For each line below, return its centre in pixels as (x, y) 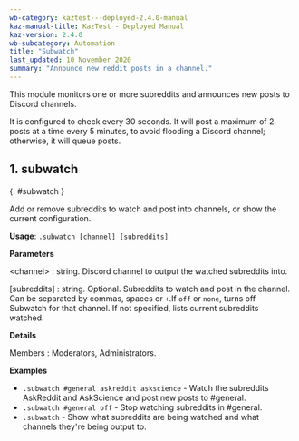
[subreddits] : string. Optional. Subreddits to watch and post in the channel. (150, 289)
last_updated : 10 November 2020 (70, 60)
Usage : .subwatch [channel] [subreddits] (89, 236)
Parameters (32, 253)
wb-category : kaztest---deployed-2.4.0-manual (99, 18)
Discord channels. (43, 103)
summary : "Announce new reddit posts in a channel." (111, 69)
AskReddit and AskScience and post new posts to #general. (134, 397)
